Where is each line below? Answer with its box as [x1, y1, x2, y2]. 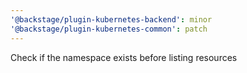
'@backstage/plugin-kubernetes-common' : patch [10, 24, 208, 34]
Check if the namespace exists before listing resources [10, 51, 238, 63]
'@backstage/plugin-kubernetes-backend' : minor [10, 14, 213, 25]
